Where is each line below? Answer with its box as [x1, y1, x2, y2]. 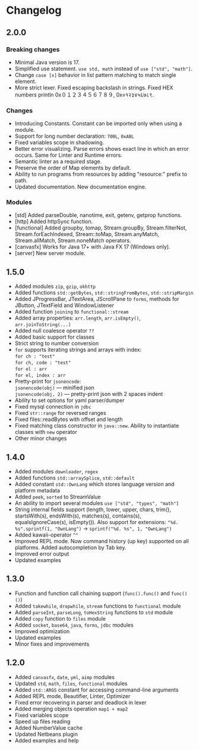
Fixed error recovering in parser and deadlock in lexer [14, 699, 147, 706]
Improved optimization [14, 627, 70, 635]
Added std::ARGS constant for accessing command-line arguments [14, 686, 179, 693]
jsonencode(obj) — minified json [14, 384, 95, 391]
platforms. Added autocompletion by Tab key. [14, 544, 127, 551]
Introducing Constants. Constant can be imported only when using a [14, 120, 182, 127]
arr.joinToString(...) [14, 322, 71, 328]
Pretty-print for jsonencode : [14, 378, 81, 385]
